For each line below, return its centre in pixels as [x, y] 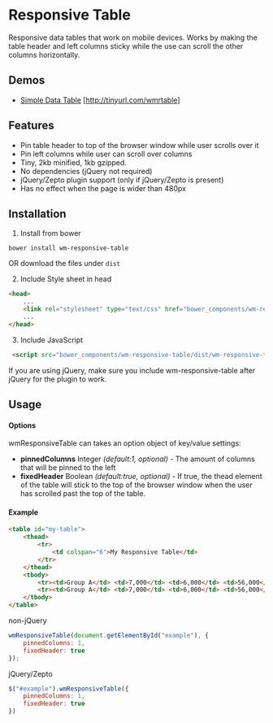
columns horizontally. [44, 54]
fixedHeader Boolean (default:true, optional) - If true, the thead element [141, 477]
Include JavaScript [52, 340]
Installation [37, 213]
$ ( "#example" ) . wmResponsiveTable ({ [69, 689]
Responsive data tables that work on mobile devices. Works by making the [133, 37]
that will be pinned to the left [68, 468]
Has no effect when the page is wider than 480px [103, 188]
